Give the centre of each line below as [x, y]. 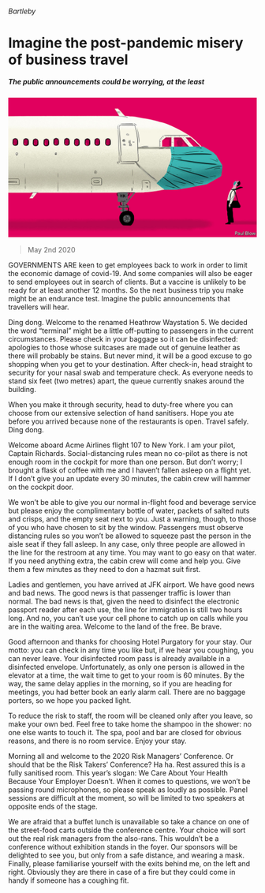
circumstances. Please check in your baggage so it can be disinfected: [123, 339]
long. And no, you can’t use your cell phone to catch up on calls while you [128, 618]
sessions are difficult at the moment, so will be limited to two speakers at [126, 798]
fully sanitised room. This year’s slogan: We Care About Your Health [118, 773]
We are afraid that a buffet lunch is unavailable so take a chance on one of [129, 822]
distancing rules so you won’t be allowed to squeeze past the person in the [130, 536]
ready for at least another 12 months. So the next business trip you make [126, 290]
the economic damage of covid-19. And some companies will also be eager [131, 274]
